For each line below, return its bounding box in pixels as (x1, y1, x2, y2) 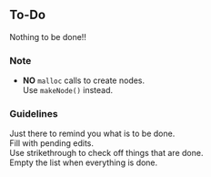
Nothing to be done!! (9, 31, 86, 42)
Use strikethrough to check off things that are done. (9, 148, 204, 159)
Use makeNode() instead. (22, 85, 114, 96)
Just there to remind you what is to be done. (9, 128, 176, 140)
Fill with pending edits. (9, 138, 94, 149)
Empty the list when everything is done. (9, 157, 158, 168)
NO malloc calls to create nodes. (22, 75, 146, 86)
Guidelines (9, 108, 58, 120)
